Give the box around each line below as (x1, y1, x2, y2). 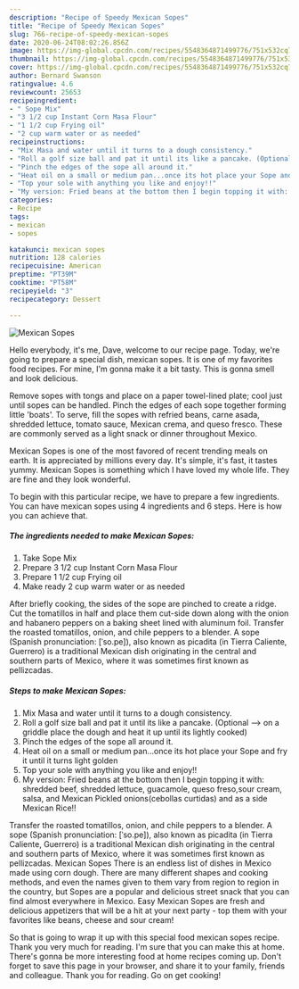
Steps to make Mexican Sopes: (9, 686, 126, 696)
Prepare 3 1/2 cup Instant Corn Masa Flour (21, 562, 178, 573)
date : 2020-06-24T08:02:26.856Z (9, 37, 129, 47)
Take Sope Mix (21, 553, 77, 563)
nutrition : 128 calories (9, 253, 101, 262)
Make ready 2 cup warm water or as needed (21, 581, 185, 592)
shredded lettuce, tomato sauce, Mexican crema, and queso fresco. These (9, 419, 283, 429)
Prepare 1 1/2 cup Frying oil (21, 572, 122, 583)
